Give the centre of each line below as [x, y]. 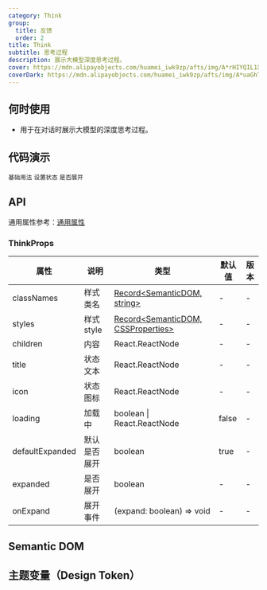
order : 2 [30, 38]
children [27, 344]
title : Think [30, 45]
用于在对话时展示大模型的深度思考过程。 [86, 130]
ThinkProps [31, 243]
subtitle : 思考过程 [38, 53]
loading [26, 419]
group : [19, 23]
